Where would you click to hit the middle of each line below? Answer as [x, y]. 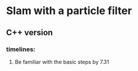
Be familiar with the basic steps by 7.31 [62, 62]
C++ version [30, 33]
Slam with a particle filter [69, 11]
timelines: [21, 49]
